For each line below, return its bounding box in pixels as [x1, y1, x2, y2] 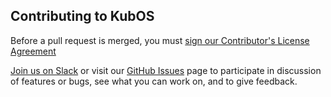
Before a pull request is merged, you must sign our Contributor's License [10, 34, 310, 46]
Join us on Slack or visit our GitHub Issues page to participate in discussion [10, 64, 322, 76]
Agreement [10, 45, 57, 57]
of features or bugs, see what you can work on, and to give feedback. [10, 75, 298, 87]
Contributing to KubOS [10, 8, 155, 25]
